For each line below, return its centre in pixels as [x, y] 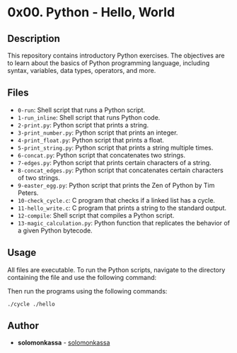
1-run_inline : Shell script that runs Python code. [89, 117]
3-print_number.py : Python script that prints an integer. [98, 133]
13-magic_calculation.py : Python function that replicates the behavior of [123, 223]
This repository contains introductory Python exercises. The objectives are [116, 55]
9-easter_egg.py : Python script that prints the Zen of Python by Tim [116, 185]
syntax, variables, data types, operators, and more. [82, 71]
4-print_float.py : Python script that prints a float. [91, 140]
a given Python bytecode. [55, 230]
